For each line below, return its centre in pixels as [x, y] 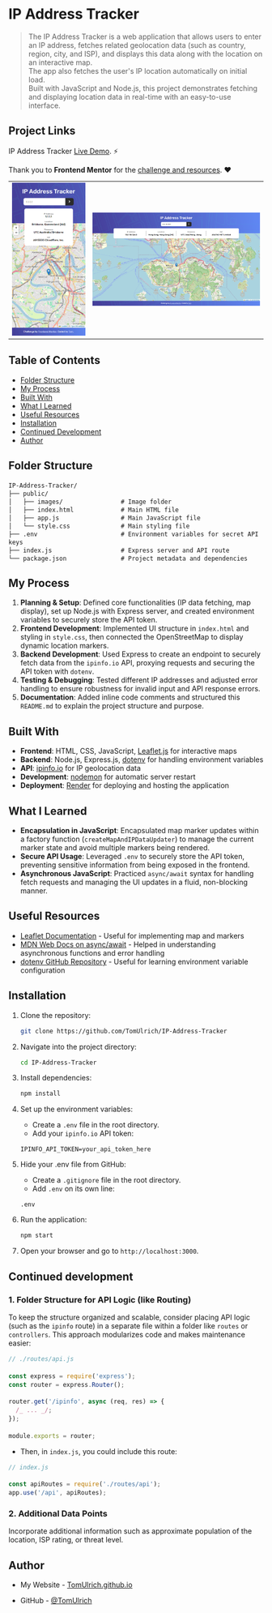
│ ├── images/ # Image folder [90, 502]
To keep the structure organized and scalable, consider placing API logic [130, 1317]
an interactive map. [60, 62]
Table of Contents [55, 360]
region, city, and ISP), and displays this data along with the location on [145, 53]
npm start [37, 1236]
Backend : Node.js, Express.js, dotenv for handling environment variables [142, 759]
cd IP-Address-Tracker [58, 1063]
